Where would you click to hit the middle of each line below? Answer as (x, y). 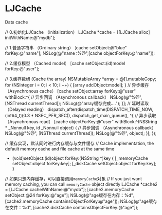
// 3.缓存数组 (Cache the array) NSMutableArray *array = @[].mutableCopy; (81, 79)
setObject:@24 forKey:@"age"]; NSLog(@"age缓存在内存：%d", (70, 195)
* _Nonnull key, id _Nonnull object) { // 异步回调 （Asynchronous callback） (81, 128)
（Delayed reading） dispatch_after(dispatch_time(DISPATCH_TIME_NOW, (79, 109)
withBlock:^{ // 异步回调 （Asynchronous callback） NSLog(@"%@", (74, 97)
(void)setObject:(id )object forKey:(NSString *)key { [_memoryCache (80, 158)
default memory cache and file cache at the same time (60, 149)
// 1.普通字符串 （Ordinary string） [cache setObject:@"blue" (66, 47)
